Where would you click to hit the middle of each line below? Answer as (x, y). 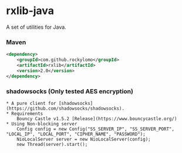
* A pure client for (31, 103)
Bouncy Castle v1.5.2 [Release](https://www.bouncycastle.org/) (97, 118)
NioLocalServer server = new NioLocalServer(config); (84, 139)
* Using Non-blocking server (42, 124)
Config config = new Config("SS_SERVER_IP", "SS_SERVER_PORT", (96, 129)
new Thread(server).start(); (52, 144)
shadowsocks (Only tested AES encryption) (70, 91)
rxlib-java (30, 11)
